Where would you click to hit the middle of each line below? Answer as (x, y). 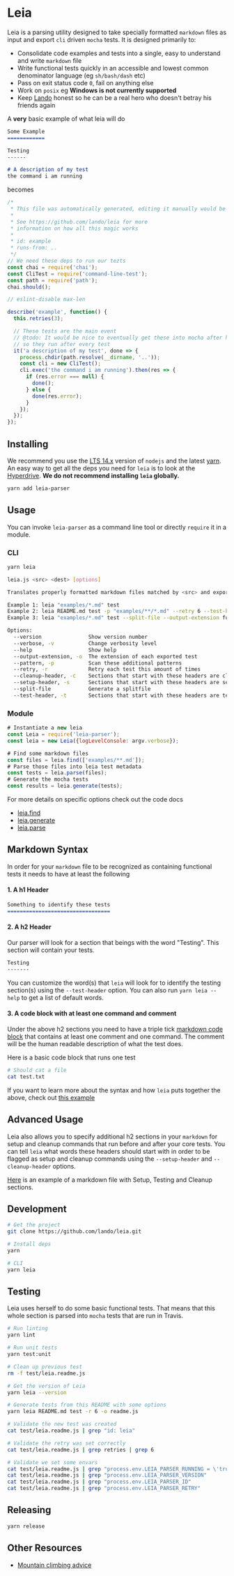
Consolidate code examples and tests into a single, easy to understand (119, 53)
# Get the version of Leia (46, 1386)
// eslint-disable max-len (46, 299)
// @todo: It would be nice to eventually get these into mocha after (118, 338)
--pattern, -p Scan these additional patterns (98, 663)
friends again (36, 105)
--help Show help (65, 650)
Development (37, 1209)
